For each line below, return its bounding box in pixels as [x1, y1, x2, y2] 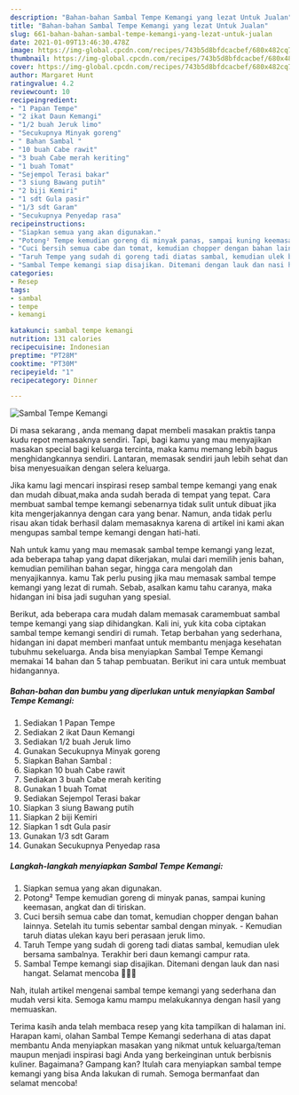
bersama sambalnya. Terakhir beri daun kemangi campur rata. [22, 949, 251, 960]
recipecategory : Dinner [10, 376, 98, 385]
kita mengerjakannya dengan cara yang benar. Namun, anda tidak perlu [10, 508, 272, 520]
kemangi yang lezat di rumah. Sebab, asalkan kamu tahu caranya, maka [10, 583, 272, 593]
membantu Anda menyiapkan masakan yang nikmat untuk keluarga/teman [10, 1040, 281, 1051]
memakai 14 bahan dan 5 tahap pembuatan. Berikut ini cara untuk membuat [10, 656, 287, 667]
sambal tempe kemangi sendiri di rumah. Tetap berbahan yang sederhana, [10, 628, 282, 639]
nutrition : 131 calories [10, 335, 102, 344]
